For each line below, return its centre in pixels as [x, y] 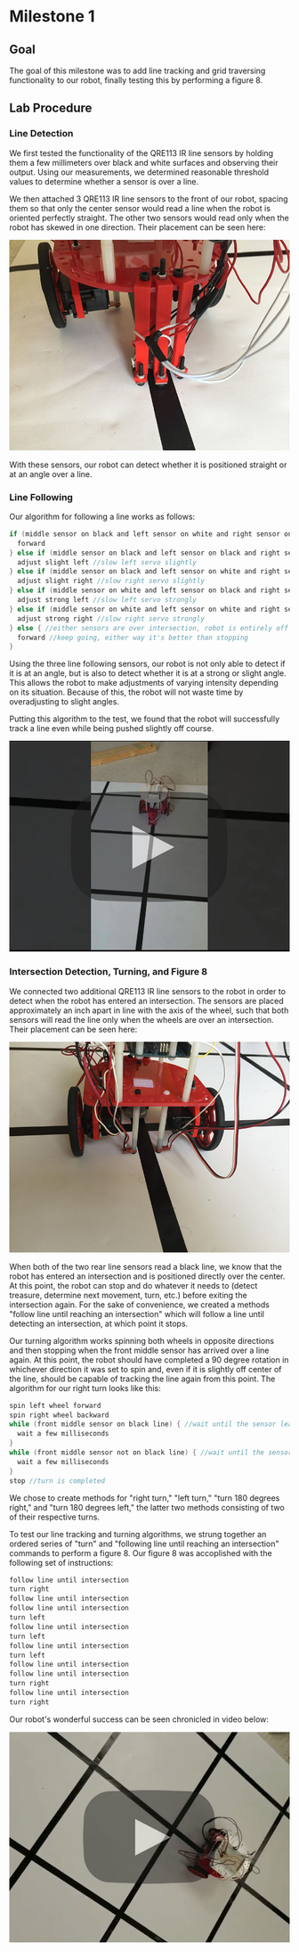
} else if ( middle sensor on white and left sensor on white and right [145, 609]
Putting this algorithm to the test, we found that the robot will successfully [145, 719]
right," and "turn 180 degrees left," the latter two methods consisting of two [147, 1507]
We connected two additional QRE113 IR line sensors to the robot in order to [148, 991]
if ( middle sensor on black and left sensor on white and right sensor [145, 534]
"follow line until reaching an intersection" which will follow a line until [137, 1314]
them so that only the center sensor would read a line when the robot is [140, 208]
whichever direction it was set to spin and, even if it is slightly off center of [145, 1369]
